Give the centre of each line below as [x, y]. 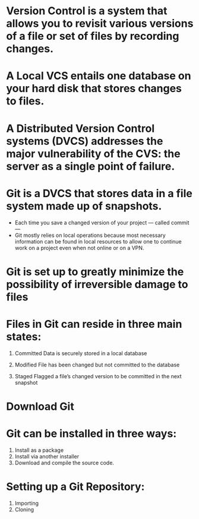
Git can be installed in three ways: [91, 433]
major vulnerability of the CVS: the [93, 154]
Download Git [40, 406]
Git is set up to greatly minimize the [95, 272]
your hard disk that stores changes [94, 89]
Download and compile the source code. [64, 463]
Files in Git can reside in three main [94, 324]
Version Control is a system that [87, 11]
